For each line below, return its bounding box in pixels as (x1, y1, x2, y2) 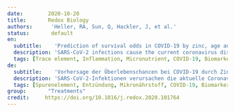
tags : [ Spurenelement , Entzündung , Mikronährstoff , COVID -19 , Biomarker (13, 81, 230, 88)
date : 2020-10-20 (7, 10, 80, 17)
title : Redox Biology (7, 17, 90, 24)
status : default (7, 29, 73, 37)
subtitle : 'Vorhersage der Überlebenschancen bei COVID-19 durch (13, 68, 218, 75)
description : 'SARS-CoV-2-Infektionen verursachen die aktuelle (13, 74, 205, 82)
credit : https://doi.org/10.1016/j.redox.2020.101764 (7, 95, 180, 102)
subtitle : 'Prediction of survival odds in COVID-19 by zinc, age (13, 42, 220, 49)
